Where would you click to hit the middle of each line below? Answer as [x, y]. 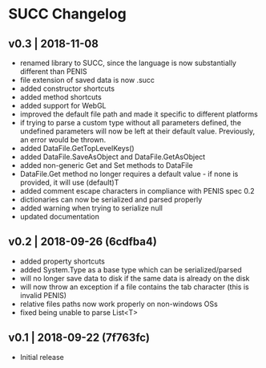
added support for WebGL [63, 106]
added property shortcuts [62, 261]
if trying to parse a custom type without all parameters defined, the [131, 123]
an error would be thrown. [63, 140]
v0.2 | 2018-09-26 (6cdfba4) [83, 242]
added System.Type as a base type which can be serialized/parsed [131, 269]
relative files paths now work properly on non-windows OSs [119, 304]
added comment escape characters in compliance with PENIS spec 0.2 [137, 191]
